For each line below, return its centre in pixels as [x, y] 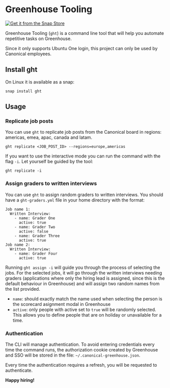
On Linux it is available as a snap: [40, 82]
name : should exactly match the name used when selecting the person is [88, 299]
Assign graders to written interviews [51, 183]
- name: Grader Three [37, 236]
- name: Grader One [35, 218]
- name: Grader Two [35, 227]
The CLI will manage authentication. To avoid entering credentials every [80, 344]
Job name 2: [18, 245]
